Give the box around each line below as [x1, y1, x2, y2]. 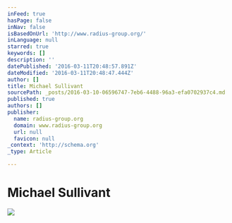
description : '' [7, 56, 55, 64]
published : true [7, 96, 55, 103]
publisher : [7, 109, 39, 116]
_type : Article [7, 148, 52, 155]
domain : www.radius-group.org [13, 121, 102, 129]
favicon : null [13, 135, 55, 142]
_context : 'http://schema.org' [7, 142, 99, 149]
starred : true [7, 43, 49, 50]
